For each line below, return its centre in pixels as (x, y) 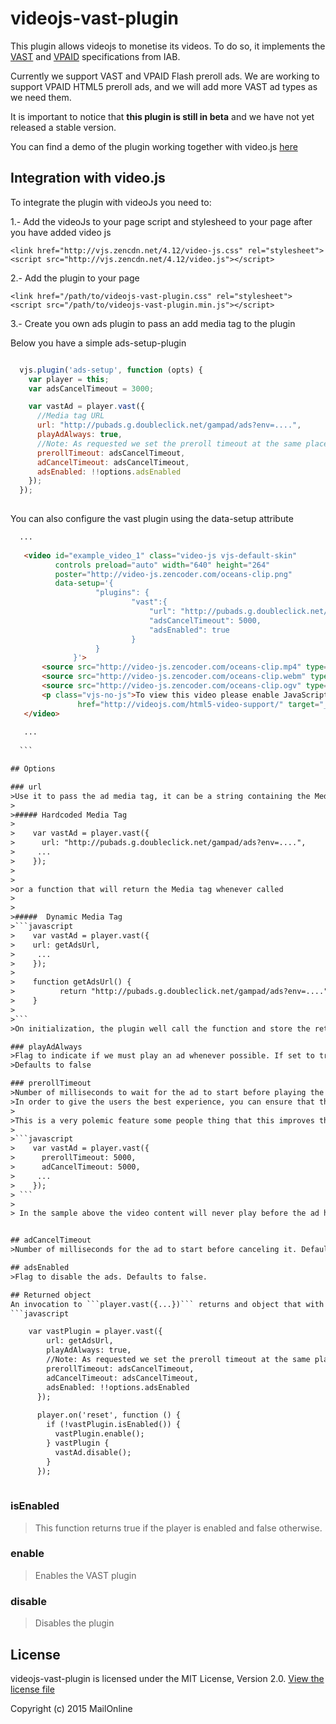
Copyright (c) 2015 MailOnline (71, 1708)
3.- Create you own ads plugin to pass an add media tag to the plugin (153, 323)
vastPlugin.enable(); (99, 1434)
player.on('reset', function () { (109, 1415)
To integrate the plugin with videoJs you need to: (111, 202)
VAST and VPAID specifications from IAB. (95, 56)
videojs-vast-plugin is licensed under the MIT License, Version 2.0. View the (167, 1678)
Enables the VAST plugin (85, 1575)
